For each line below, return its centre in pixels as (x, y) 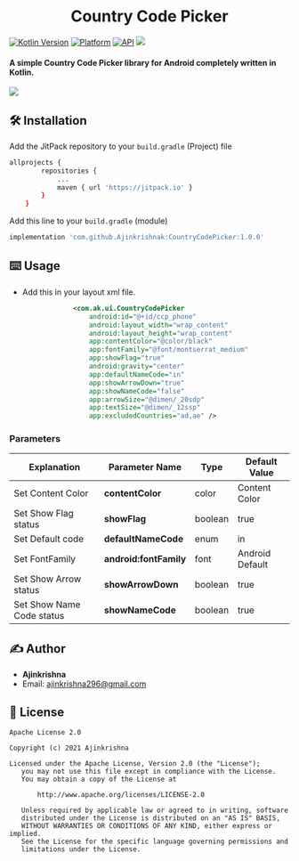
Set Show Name (47, 605)
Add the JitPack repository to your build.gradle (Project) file (121, 146)
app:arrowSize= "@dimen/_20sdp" (146, 399)
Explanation (55, 467)
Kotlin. (22, 72)
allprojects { (36, 162)
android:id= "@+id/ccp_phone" (143, 317)
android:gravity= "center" (137, 367)
